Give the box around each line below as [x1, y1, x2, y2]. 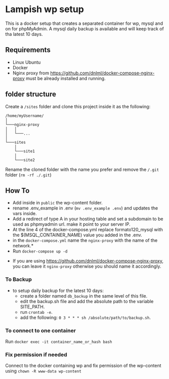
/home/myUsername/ [5, 113, 44, 118]
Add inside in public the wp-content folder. [12, 200, 103, 206]
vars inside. [12, 210, 37, 217]
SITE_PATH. [20, 304, 45, 310]
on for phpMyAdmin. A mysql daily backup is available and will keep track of [5, 25, 164, 31]
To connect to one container [5, 327, 76, 334]
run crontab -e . [20, 309, 53, 315]
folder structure [5, 90, 57, 99]
